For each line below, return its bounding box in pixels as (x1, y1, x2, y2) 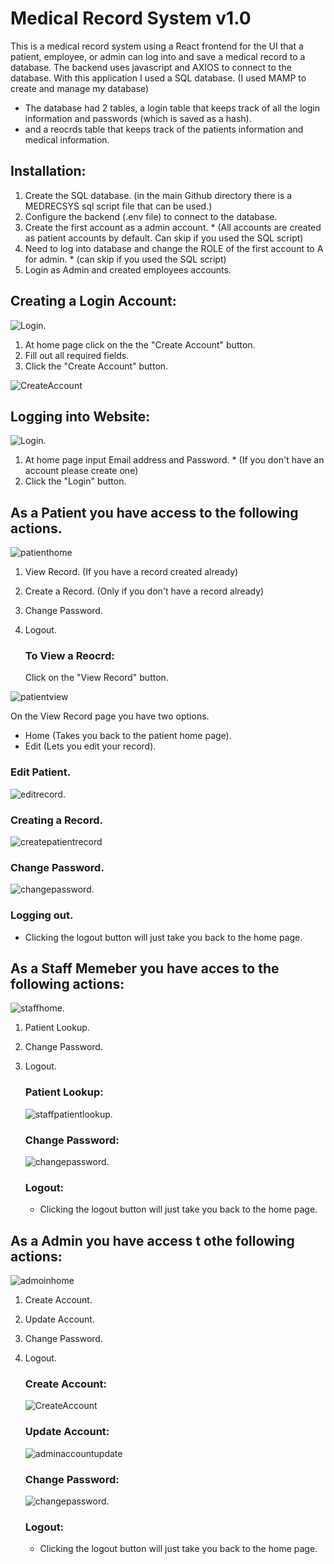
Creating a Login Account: (10, 293, 177, 310)
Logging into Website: (10, 408, 151, 425)
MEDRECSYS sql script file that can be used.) (24, 200, 213, 212)
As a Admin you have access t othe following (10, 1232, 295, 1249)
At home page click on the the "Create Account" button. (24, 338, 256, 351)
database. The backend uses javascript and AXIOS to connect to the (10, 61, 292, 73)
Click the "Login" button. (24, 475, 127, 487)
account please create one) (24, 465, 139, 477)
